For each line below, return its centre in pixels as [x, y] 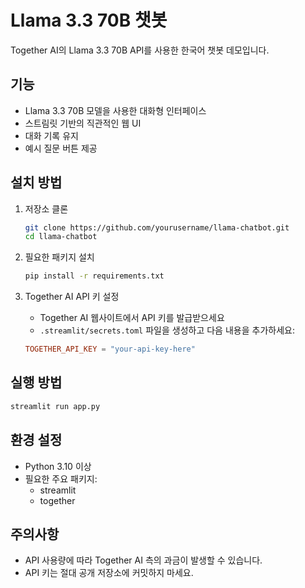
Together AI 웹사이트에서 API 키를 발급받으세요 [132, 318]
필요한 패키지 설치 [59, 257]
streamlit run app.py [55, 406]
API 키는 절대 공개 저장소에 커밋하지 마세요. [109, 573]
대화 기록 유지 [51, 135]
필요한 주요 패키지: [61, 478]
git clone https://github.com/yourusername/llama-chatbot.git [157, 227]
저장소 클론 [46, 208]
